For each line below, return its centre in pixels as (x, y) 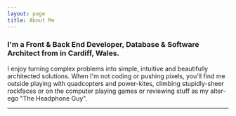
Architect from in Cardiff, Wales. (64, 53)
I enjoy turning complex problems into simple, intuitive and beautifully (108, 68)
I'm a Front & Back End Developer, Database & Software (103, 45)
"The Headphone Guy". (54, 98)
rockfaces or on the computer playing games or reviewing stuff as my (108, 91)
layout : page (26, 14)
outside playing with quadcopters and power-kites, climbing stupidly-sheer (116, 83)
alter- (218, 91)
